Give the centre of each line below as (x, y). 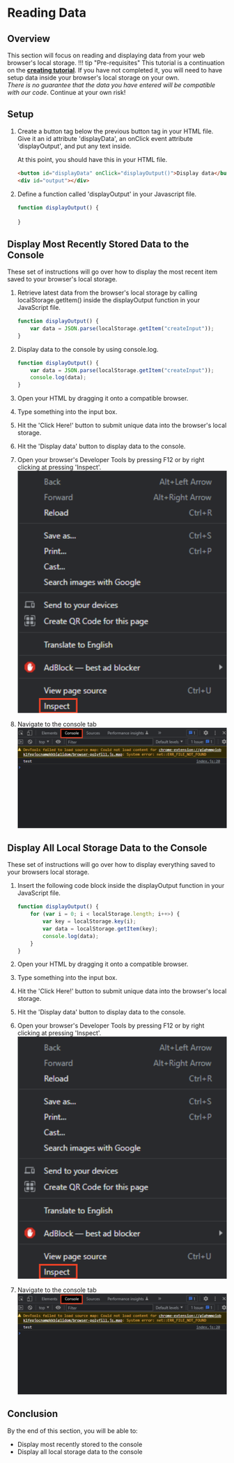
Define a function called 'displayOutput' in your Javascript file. (107, 194)
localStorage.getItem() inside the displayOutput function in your (109, 300)
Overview (29, 39)
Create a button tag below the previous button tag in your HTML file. (115, 131)
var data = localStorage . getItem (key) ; (101, 929)
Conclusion (33, 1414)
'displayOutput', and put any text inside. (74, 146)
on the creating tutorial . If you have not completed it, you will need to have (115, 70)
